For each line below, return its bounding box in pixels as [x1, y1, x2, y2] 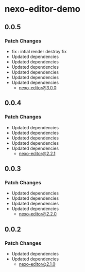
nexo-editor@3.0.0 [18, 84, 57, 91]
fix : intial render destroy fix [11, 48, 67, 54]
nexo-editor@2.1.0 [18, 261, 56, 267]
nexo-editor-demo [4, 3, 81, 15]
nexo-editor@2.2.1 [18, 150, 56, 156]
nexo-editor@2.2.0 [18, 211, 57, 217]
